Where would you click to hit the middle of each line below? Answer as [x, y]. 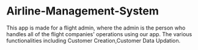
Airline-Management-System [82, 11]
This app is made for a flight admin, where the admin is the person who [96, 28]
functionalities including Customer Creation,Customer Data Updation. [94, 40]
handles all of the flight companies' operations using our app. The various [99, 34]
